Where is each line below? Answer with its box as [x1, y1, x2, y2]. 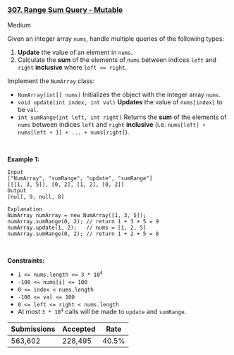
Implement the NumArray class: [7, 77, 95, 85]
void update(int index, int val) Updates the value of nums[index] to [17, 98, 223, 106]
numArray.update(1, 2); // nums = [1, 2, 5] [7, 224, 147, 232]
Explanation [7, 206, 42, 213]
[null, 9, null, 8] [7, 194, 65, 201]
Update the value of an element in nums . [17, 48, 133, 57]
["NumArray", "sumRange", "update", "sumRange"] [7, 175, 153, 182]
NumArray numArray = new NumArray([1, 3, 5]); [7, 212, 147, 219]
